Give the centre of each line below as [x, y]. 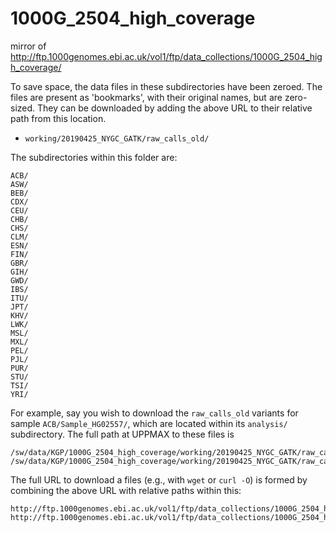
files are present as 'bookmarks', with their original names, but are [146, 97]
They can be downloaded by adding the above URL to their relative [175, 108]
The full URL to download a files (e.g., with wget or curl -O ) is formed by [159, 479]
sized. [23, 108]
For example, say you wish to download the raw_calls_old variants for [154, 413]
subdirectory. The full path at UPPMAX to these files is [122, 434]
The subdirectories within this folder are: [94, 157]
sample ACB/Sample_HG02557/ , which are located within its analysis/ [149, 423]
